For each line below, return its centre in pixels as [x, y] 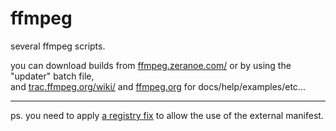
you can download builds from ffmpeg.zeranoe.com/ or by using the [151, 65]
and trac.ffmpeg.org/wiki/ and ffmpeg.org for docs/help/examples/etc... [158, 86]
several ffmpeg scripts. [58, 46]
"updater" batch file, [52, 76]
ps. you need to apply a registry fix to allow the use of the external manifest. [167, 115]
